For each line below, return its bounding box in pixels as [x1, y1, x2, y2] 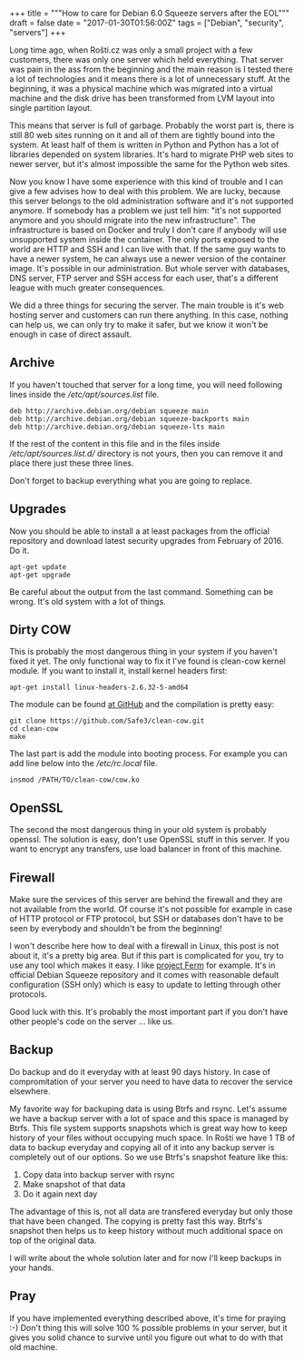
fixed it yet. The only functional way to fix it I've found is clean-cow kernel [9, 655, 286, 666]
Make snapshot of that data [22, 1178, 126, 1189]
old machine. [9, 1341, 58, 1352]
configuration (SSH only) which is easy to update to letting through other [9, 980, 281, 990]
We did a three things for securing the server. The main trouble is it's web [9, 300, 284, 310]
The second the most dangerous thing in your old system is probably [9, 824, 268, 835]
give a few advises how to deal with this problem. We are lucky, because [9, 186, 281, 196]
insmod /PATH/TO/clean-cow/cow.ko [9, 775, 141, 784]
